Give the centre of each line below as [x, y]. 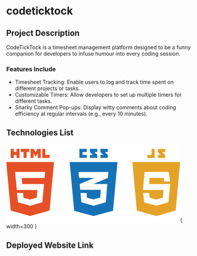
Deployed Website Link [50, 245]
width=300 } [21, 226]
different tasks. [33, 101]
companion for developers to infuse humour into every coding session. [93, 54]
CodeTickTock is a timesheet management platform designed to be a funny [98, 47]
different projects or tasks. [47, 88]
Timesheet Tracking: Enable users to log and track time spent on [94, 82]
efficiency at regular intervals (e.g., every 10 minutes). [81, 114]
